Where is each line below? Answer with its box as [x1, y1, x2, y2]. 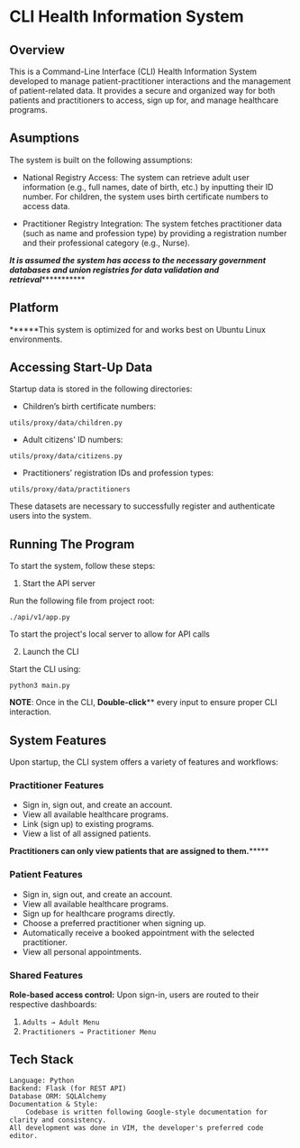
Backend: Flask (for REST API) [9, 1084, 127, 1093]
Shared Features [9, 969, 84, 981]
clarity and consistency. [9, 1116, 106, 1125]
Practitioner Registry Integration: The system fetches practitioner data [22, 218, 282, 229]
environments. [9, 334, 63, 344]
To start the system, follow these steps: [9, 561, 156, 572]
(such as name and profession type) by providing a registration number [22, 227, 287, 238]
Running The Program [9, 537, 135, 552]
